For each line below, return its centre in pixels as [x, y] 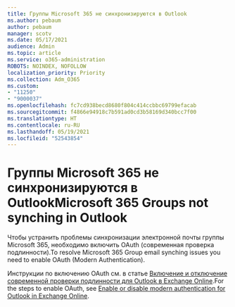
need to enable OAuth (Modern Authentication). [76, 260]
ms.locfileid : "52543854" [45, 138]
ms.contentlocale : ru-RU [44, 125]
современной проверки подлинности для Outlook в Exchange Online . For [116, 281]
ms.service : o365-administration [56, 60]
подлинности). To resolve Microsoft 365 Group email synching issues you [114, 252]
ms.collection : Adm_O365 [44, 79]
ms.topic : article [34, 54]
